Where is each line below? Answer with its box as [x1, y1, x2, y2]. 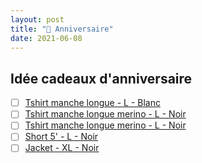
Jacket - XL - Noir [24, 142, 100, 154]
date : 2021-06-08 [10, 33, 83, 43]
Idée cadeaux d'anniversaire [10, 70, 193, 87]
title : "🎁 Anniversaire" [10, 24, 114, 34]
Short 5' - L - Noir [24, 131, 99, 143]
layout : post [10, 14, 65, 25]
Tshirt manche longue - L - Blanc [24, 97, 161, 109]
